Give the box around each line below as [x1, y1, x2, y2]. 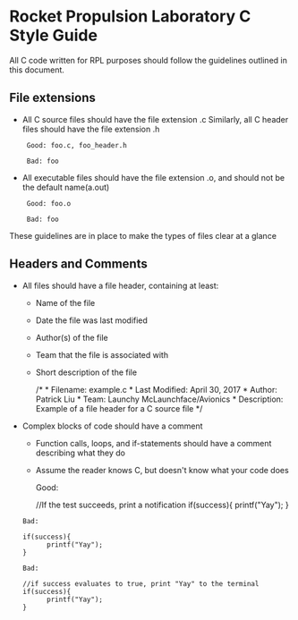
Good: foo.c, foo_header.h [26, 140, 127, 149]
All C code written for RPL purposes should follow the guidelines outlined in [9, 55, 288, 65]
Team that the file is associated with [35, 349, 168, 360]
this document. [9, 64, 65, 75]
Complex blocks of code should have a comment [21, 420, 203, 431]
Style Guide [9, 25, 98, 46]
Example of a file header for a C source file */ [35, 403, 203, 413]
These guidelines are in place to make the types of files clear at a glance [9, 230, 277, 241]
